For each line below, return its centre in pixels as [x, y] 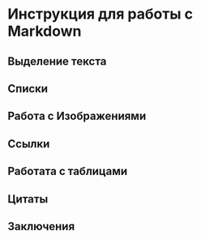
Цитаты [28, 199]
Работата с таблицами [68, 171]
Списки [28, 89]
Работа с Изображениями [77, 116]
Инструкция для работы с [100, 14]
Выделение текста [57, 61]
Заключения [41, 226]
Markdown [45, 31]
